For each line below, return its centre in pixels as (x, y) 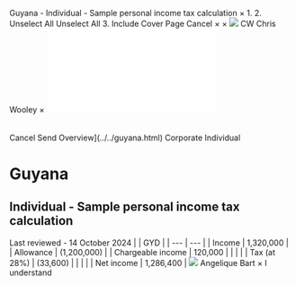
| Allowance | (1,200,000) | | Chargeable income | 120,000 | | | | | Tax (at (143, 252)
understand (31, 272)
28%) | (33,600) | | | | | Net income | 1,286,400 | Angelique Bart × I (138, 263)
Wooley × (27, 110)
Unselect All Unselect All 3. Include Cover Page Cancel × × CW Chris (143, 23)
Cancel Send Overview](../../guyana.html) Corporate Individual (125, 138)
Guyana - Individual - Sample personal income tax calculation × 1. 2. (136, 13)
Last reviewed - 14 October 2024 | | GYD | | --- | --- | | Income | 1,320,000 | (149, 243)
